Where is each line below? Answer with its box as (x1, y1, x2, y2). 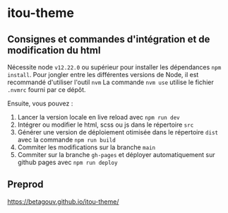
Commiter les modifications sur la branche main (17, 143, 156, 151)
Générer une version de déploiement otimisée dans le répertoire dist (17, 128, 219, 136)
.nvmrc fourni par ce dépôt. (7, 86, 86, 93)
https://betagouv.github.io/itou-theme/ (7, 197, 119, 206)
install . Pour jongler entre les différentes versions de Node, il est (7, 71, 199, 79)
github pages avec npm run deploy (17, 158, 118, 166)
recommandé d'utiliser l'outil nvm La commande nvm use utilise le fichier (7, 78, 214, 86)
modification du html (7, 44, 101, 56)
